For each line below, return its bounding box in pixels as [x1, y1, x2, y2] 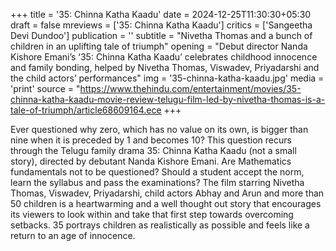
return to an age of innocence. [10, 230, 136, 241]
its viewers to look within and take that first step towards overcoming [10, 209, 294, 220]
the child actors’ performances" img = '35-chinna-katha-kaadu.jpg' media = [10, 72, 325, 84]
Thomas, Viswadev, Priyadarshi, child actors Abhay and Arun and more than [10, 187, 325, 199]
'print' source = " [10, 83, 81, 94]
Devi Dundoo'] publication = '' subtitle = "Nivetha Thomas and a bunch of [10, 30, 313, 41]
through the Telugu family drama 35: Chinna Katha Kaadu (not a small [10, 145, 297, 156]
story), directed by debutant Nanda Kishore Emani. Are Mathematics [10, 155, 292, 167]
